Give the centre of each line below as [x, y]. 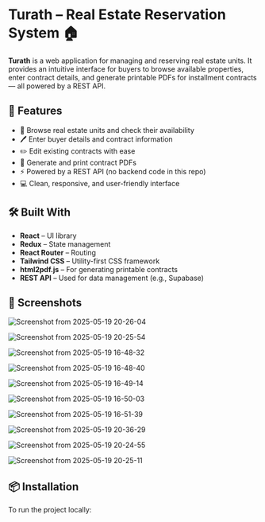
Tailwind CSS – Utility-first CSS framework [90, 261]
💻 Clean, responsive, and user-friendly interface [100, 183]
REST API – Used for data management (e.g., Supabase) [112, 278]
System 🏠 [44, 33]
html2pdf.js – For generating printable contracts [99, 269]
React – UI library [48, 236]
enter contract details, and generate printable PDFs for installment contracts [133, 77]
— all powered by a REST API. [57, 86]
